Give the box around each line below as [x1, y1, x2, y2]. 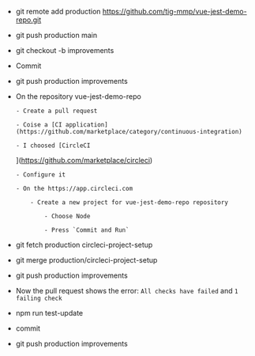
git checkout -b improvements [15, 46, 114, 55]
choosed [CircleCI [30, 142, 91, 150]
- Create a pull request [15, 107, 98, 115]
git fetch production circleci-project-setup [15, 240, 153, 249]
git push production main [15, 31, 97, 40]
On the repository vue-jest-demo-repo [15, 92, 142, 101]
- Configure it [15, 171, 66, 179]
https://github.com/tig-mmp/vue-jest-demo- [102, 7, 247, 16]
